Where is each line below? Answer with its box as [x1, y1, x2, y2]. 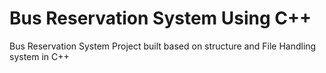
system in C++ [9, 50, 70, 62]
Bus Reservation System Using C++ [9, 7, 312, 30]
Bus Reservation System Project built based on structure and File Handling [9, 40, 317, 52]
